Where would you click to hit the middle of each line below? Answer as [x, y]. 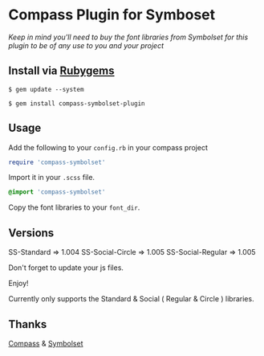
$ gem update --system [46, 89]
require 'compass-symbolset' [57, 162]
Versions [31, 233]
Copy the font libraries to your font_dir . [74, 207]
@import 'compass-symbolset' [57, 192]
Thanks [28, 324]
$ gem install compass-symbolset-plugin [77, 103]
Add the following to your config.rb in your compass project [108, 147]
